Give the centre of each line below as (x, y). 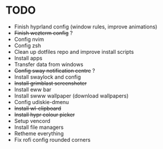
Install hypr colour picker (44, 114)
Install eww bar (33, 89)
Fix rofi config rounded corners (52, 140)
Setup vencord (32, 121)
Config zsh (28, 46)
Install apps (28, 58)
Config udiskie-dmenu (41, 102)
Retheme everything (39, 133)
